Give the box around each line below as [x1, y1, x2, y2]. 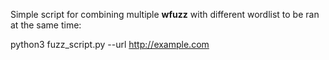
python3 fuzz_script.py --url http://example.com [10, 39, 210, 50]
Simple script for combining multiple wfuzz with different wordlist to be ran [10, 9, 320, 20]
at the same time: [10, 19, 82, 31]
